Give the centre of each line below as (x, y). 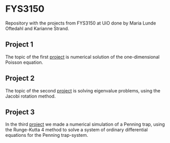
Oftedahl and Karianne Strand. (37, 28)
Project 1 (19, 45)
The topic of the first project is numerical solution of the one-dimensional (82, 57)
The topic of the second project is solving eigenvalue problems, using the (83, 90)
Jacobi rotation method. (30, 96)
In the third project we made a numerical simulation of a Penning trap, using (85, 124)
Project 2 (20, 78)
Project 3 (20, 112)
